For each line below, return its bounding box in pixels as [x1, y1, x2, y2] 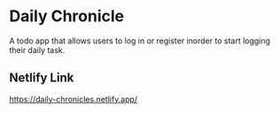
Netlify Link [9, 71, 74, 86]
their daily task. [9, 44, 66, 55]
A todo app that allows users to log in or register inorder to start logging [9, 35, 271, 46]
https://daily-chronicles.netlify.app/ [9, 94, 138, 104]
